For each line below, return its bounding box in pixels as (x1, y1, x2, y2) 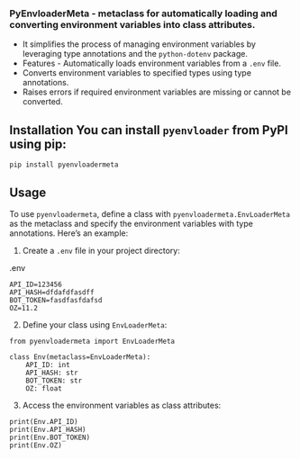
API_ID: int (25, 360, 70, 369)
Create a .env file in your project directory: (22, 245, 180, 256)
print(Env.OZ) (9, 440, 63, 450)
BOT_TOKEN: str (25, 376, 83, 385)
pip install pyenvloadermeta (9, 160, 119, 169)
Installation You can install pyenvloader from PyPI (9, 122, 288, 138)
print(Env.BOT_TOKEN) (9, 433, 91, 442)
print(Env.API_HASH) (9, 425, 87, 434)
